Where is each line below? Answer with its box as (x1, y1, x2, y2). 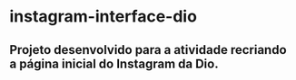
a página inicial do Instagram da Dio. (9, 56, 220, 71)
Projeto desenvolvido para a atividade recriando (9, 42, 288, 58)
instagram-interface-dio (9, 6, 198, 27)
